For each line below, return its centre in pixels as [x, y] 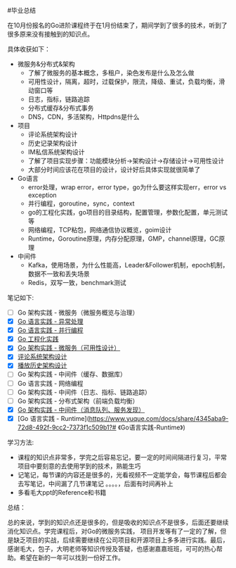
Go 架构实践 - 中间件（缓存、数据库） [72, 374]
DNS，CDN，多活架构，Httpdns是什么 [84, 117]
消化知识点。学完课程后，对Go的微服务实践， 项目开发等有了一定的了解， [114, 531]
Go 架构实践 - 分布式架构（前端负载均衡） [78, 400]
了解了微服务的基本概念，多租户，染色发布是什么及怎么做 [111, 73]
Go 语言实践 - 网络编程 [50, 383]
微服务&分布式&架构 [46, 64]
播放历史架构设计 [42, 365]
